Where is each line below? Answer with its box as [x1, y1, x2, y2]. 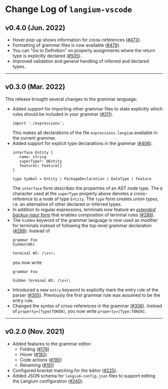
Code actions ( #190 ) [19, 356, 62, 362]
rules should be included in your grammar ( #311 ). [12, 111, 113, 117]
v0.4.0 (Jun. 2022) [5, 24, 65, 32]
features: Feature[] [19, 163, 62, 168]
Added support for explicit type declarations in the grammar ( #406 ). [12, 140, 153, 146]
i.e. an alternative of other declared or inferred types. [12, 201, 122, 207]
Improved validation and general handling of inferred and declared [12, 58, 149, 64]
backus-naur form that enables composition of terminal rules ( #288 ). [12, 212, 155, 218]
